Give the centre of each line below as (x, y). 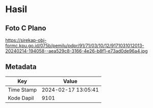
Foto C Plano (26, 28)
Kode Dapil (21, 98)
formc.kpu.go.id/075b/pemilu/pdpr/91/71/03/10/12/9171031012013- (75, 46)
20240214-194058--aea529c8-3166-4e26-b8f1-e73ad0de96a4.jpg (76, 51)
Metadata (21, 67)
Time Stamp (22, 90)
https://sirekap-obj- (26, 40)
